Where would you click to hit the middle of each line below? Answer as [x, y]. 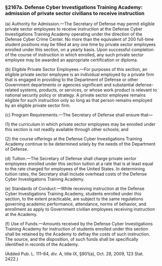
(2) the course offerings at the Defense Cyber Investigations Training [74, 139]
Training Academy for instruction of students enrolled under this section [77, 229]
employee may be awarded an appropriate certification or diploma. [72, 60]
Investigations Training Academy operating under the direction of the [74, 34]
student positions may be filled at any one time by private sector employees [81, 45]
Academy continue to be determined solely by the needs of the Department [80, 144]
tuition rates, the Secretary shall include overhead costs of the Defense [76, 174]
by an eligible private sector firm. [38, 105]
